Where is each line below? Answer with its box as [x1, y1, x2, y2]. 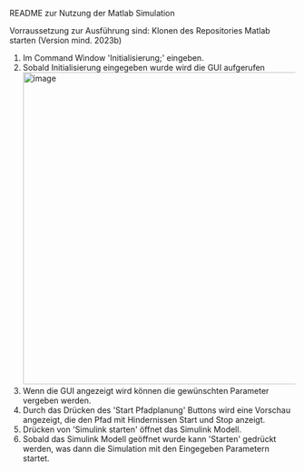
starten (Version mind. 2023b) [9, 35, 123, 45]
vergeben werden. [22, 395, 92, 406]
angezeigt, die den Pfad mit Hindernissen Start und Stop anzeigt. [22, 415, 266, 425]
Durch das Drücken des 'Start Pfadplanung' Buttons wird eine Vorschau [22, 405, 291, 416]
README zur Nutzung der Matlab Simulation [9, 8, 175, 18]
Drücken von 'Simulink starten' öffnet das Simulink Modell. [22, 424, 242, 435]
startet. [22, 453, 50, 464]
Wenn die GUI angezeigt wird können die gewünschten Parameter [22, 386, 270, 396]
